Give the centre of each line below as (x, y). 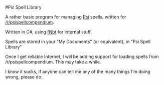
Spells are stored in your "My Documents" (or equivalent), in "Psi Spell (78, 41)
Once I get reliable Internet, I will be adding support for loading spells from (82, 56)
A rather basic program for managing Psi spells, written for (66, 17)
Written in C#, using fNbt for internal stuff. (48, 32)
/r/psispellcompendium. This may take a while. (53, 62)
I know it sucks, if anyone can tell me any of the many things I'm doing (78, 71)
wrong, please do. (24, 77)
